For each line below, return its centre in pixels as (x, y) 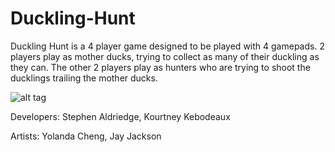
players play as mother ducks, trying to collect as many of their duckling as (165, 56)
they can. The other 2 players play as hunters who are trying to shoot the (160, 67)
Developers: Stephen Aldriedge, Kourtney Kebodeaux (120, 116)
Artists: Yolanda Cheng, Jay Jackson (86, 136)
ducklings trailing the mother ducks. (84, 78)
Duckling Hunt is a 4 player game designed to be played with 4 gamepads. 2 (167, 46)
